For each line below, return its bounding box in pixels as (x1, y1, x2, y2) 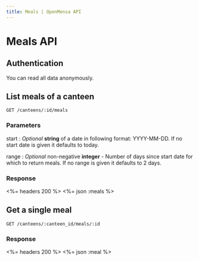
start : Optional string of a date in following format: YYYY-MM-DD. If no (6, 135, 182, 142)
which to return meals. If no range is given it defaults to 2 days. (6, 159, 162, 166)
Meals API (6, 34, 58, 48)
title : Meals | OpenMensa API (6, 8, 82, 15)
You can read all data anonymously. (6, 74, 94, 81)
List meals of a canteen (6, 92, 94, 102)
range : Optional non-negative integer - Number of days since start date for (6, 153, 193, 160)
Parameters (6, 121, 41, 129)
